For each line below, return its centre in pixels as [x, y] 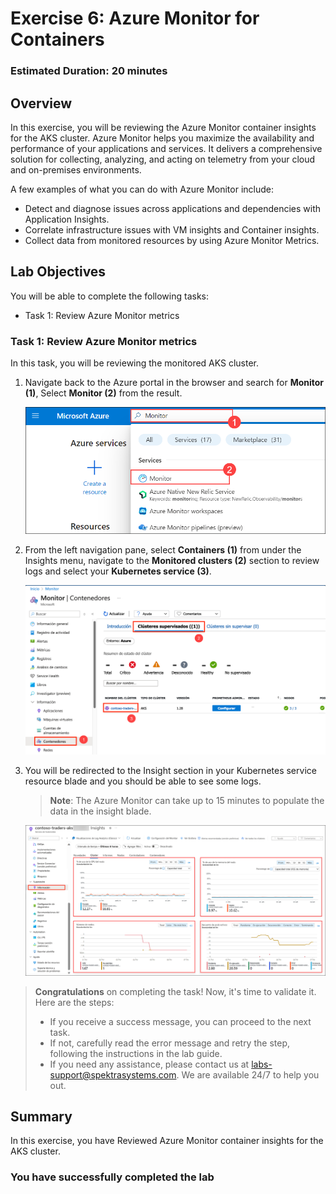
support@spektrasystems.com [113, 1074]
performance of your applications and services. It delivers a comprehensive [166, 148]
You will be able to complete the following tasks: [109, 296]
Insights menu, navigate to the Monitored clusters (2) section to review [172, 561]
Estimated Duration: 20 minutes [89, 71]
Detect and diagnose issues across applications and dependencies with [173, 208]
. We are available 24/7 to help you [248, 1074]
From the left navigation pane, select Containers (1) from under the [163, 550]
